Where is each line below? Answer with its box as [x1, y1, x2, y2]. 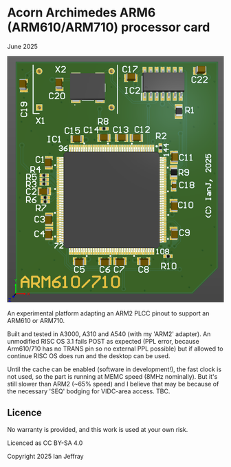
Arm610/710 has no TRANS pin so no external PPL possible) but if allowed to [7, 344, 223, 353]
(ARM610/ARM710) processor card [7, 19, 210, 35]
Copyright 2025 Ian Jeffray [7, 452, 84, 460]
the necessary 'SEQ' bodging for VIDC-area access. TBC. [7, 387, 170, 395]
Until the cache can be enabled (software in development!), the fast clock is [7, 365, 222, 373]
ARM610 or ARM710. [7, 317, 65, 325]
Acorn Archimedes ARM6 [7, 5, 156, 21]
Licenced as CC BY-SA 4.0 [7, 439, 83, 447]
